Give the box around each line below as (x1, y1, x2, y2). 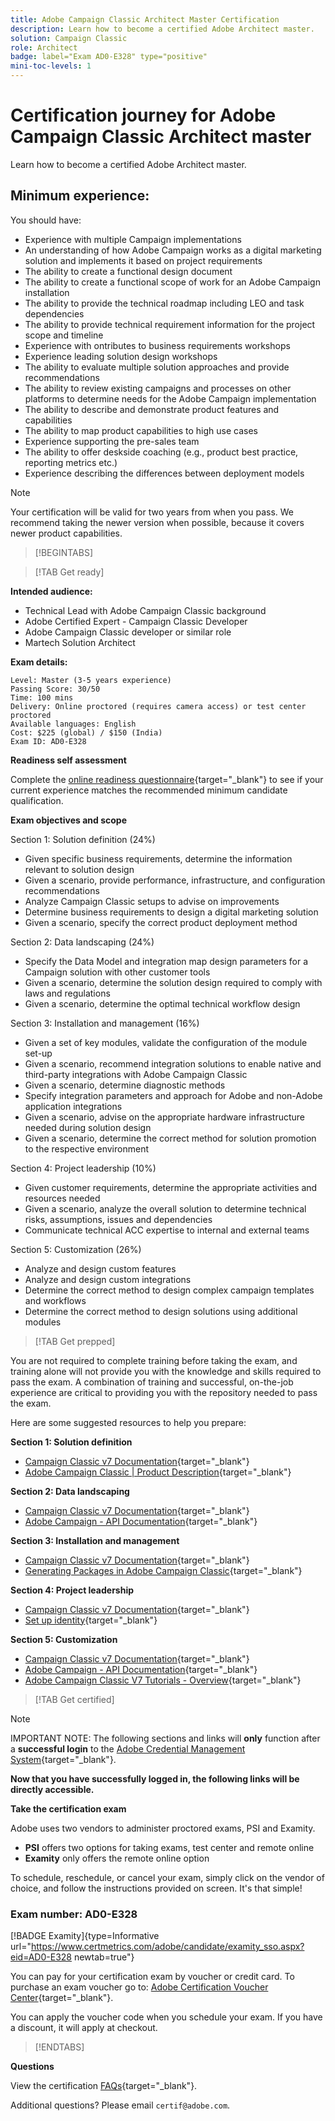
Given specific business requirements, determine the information (24, 852, 293, 865)
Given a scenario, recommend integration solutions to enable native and (24, 1057, 322, 1070)
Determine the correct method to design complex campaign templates (24, 1284, 315, 1296)
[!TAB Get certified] (34, 1693, 115, 1705)
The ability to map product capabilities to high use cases (24, 424, 258, 436)
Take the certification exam (10, 1802, 127, 1815)
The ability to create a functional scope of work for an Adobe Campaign (24, 276, 321, 288)
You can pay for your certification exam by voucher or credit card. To (10, 1971, 295, 1983)
